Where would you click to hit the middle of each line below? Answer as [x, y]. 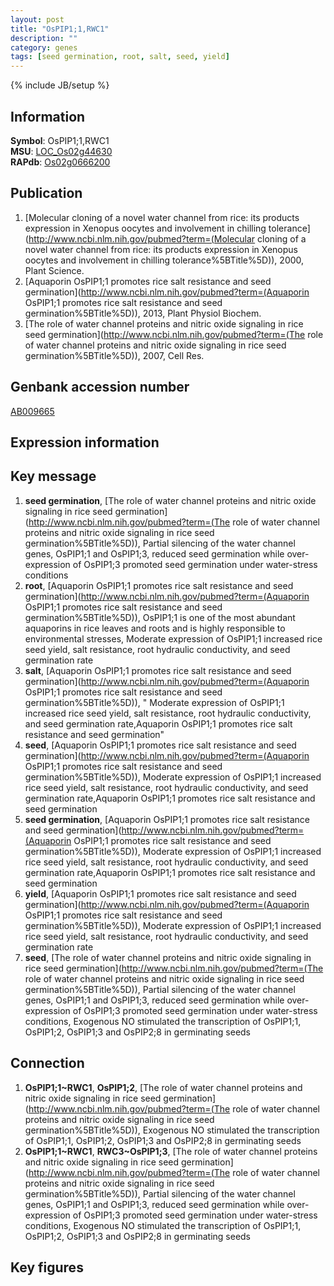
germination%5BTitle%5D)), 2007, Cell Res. [114, 355]
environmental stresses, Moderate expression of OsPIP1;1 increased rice [173, 638]
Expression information [85, 442]
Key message [53, 476]
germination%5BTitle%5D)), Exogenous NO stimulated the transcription [172, 1130]
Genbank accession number [100, 387]
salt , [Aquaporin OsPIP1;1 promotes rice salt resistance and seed [158, 670]
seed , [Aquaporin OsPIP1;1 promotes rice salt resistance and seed [160, 745]
